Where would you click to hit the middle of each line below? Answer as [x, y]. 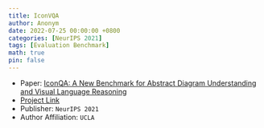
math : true [27, 53]
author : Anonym [34, 23]
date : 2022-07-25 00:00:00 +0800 [64, 30]
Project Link [40, 100]
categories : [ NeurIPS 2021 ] [56, 38]
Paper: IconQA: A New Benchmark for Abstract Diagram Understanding [138, 83]
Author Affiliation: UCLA [57, 117]
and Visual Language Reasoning [73, 91]
